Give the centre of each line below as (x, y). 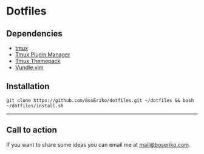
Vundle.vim (29, 67)
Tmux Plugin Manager (42, 55)
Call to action (32, 130)
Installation (28, 86)
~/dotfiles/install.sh (35, 105)
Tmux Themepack (38, 61)
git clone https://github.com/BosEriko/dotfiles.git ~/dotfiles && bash (100, 100)
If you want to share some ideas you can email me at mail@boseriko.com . (98, 144)
